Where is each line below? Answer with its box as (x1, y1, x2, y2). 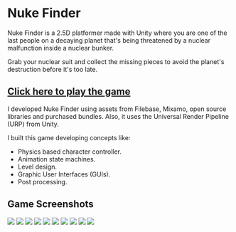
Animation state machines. (17, 154, 96, 163)
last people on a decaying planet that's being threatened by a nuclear (7, 36, 211, 44)
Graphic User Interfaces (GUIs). (17, 169, 111, 179)
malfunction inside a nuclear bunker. (7, 43, 114, 52)
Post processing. (17, 177, 68, 186)
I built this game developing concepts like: (7, 133, 131, 142)
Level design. (17, 162, 58, 171)
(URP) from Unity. (7, 120, 59, 128)
